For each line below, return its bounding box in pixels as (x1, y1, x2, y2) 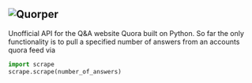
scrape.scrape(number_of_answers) (8, 67, 122, 75)
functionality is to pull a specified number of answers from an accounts (8, 37, 240, 46)
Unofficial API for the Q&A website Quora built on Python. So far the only (8, 28, 245, 38)
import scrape (8, 60, 55, 68)
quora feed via (8, 45, 56, 55)
